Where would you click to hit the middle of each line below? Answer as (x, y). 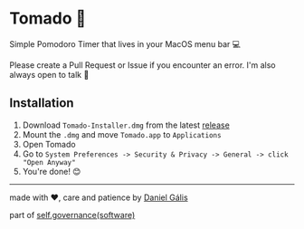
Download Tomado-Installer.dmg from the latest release (126, 125)
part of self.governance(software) (72, 215)
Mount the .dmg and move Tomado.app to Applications (122, 134)
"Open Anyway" (49, 162)
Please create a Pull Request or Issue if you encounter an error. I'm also (142, 65)
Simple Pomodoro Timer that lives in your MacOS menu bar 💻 (125, 43)
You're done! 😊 (52, 171)
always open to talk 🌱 (49, 74)
